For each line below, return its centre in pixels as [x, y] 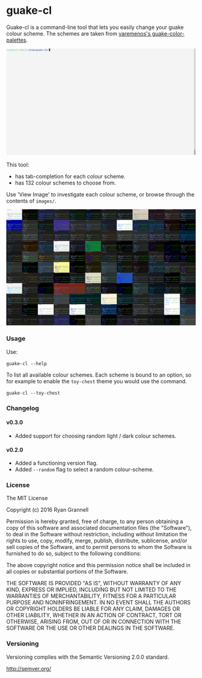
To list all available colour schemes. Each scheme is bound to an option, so [99, 375]
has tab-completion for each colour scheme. [70, 176]
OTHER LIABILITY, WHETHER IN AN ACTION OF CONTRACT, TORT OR [94, 615]
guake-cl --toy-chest [33, 393]
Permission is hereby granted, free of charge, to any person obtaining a [95, 521]
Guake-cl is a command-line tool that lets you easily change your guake [95, 27]
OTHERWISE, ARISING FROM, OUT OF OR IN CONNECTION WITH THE [94, 622]
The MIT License [27, 498]
